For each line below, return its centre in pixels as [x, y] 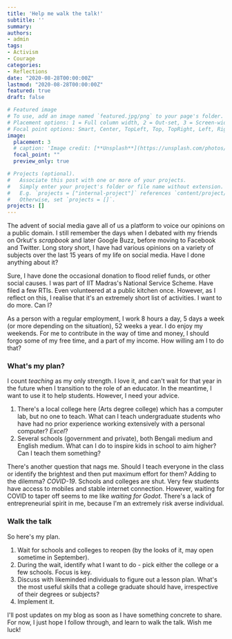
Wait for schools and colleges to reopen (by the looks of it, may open [115, 550]
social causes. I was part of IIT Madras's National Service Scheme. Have [110, 283]
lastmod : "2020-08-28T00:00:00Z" [55, 84]
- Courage [21, 59]
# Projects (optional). [41, 174]
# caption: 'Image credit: [52, 148]
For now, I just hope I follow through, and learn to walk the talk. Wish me [110, 622]
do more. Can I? [30, 305]
